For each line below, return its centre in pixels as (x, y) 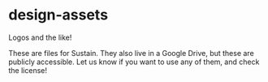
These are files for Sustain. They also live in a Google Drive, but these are (131, 53)
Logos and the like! (40, 37)
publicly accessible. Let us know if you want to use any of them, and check (134, 62)
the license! (28, 70)
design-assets (58, 15)
